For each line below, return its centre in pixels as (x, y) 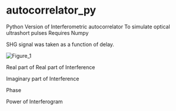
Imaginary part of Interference (43, 79)
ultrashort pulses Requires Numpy (47, 32)
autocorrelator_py (51, 10)
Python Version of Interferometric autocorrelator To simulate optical (88, 27)
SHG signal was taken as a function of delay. (60, 44)
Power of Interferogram (34, 102)
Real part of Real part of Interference (51, 67)
